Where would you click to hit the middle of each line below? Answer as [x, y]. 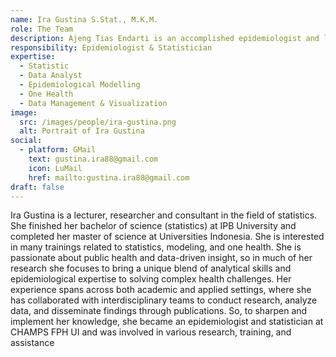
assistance [32, 343]
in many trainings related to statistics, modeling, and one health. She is [156, 247]
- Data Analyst [51, 76]
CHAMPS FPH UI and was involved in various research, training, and [151, 332]
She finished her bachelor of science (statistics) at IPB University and [153, 226]
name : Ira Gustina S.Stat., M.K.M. [84, 19]
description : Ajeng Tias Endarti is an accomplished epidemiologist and [165, 38]
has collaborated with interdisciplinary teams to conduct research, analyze [164, 300]
